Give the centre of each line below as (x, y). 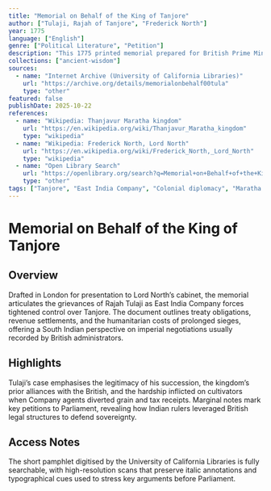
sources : (23, 69)
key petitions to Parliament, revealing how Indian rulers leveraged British (128, 408)
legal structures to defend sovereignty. (73, 417)
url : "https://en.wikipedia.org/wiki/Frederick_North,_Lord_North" (138, 151)
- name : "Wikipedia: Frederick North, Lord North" (102, 143)
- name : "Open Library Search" (68, 166)
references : (28, 114)
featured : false (35, 99)
